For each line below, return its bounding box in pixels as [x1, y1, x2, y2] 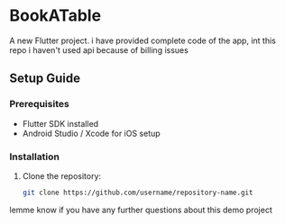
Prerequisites [9, 98, 69, 111]
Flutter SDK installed [22, 118, 99, 129]
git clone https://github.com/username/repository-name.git [22, 188, 253, 197]
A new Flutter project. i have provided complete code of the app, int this [9, 35, 277, 46]
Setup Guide [9, 71, 81, 86]
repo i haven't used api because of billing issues [9, 44, 189, 55]
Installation [9, 150, 60, 163]
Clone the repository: [22, 170, 102, 181]
